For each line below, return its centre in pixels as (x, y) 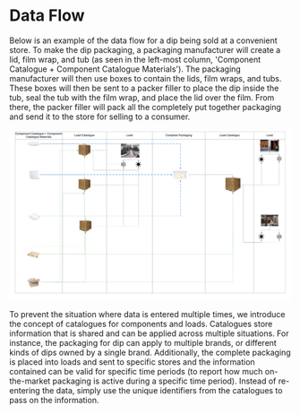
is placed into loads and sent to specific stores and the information (132, 362)
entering (25, 390)
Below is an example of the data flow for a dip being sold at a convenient (143, 40)
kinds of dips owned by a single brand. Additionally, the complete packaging (150, 352)
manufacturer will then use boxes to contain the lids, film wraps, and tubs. (146, 78)
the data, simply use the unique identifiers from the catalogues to (162, 390)
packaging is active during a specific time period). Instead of (164, 381)
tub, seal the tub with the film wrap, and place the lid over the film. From (142, 97)
